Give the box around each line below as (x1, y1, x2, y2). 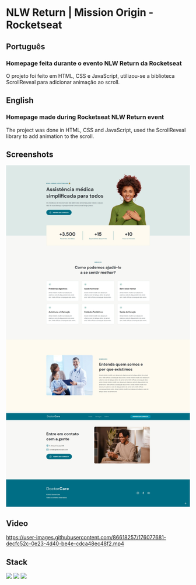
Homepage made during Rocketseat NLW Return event (6, 113, 164, 121)
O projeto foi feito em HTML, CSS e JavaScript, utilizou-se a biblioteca (6, 72, 175, 79)
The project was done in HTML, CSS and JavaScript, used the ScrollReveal (6, 126, 186, 133)
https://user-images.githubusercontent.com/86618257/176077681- (6, 534, 166, 541)
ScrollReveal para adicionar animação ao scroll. (6, 78, 120, 85)
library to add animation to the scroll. (6, 132, 94, 140)
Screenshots (6, 149, 54, 159)
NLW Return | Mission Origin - (6, 6, 153, 19)
